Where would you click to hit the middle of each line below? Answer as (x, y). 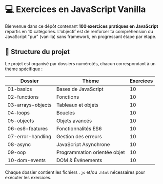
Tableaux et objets (77, 105)
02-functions (23, 97)
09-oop (17, 152)
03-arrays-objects (30, 105)
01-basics (20, 89)
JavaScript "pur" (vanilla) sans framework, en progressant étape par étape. (81, 37)
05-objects (21, 121)
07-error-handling (30, 136)
